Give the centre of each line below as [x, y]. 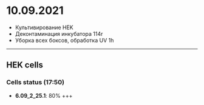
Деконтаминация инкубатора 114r [59, 33]
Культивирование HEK [44, 27]
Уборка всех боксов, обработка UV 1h [64, 40]
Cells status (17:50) [36, 83]
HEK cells [25, 65]
